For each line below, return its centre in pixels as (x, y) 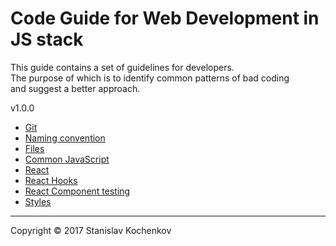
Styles (38, 201)
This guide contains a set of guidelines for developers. (122, 67)
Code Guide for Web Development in (165, 18)
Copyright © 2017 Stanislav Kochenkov (91, 230)
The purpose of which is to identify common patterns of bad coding (150, 78)
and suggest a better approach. (75, 88)
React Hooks (51, 180)
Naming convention (65, 138)
